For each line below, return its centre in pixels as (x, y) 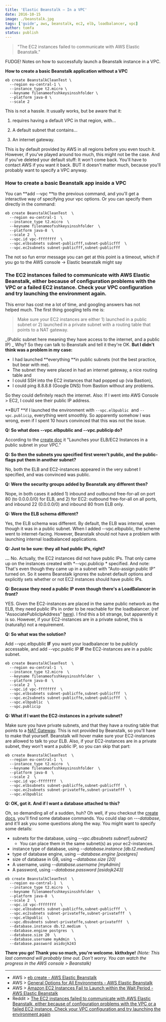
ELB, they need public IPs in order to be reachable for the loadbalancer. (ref (82, 609)
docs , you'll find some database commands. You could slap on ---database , (83, 818)
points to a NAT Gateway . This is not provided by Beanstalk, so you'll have (81, 730)
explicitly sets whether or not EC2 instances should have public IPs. (74, 579)
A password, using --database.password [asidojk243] (68, 869)
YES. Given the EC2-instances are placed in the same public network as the (82, 604)
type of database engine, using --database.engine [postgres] (75, 854)
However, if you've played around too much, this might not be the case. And (83, 154)
